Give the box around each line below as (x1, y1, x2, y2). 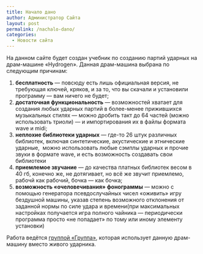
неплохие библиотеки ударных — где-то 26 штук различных (15, 131, 177, 138)
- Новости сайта (12, 37, 53, 43)
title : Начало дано (6, 9, 56, 15)
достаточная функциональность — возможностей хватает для (15, 99, 183, 106)
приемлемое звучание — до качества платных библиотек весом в (15, 163, 192, 171)
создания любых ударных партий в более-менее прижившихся (15, 105, 182, 112)
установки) (15, 222, 45, 230)
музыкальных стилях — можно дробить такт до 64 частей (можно (15, 111, 190, 119)
